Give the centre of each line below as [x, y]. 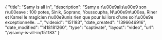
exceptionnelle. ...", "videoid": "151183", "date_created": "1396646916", [76, 22]
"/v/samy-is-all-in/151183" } [32, 33]
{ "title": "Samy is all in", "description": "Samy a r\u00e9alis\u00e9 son [76, 7]
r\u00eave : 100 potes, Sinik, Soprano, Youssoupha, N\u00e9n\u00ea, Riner [81, 12]
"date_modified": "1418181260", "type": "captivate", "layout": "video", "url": [80, 27]
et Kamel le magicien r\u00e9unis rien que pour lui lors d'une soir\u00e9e [79, 17]
